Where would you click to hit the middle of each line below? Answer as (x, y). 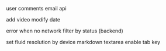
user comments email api (36, 8)
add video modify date (33, 19)
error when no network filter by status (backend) (65, 31)
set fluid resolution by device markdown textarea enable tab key (83, 42)
